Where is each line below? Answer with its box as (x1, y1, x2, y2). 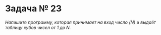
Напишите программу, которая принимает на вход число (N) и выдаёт (5, 19, 156, 25)
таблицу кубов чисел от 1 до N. (5, 24, 71, 30)
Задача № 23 (5, 3, 62, 14)
